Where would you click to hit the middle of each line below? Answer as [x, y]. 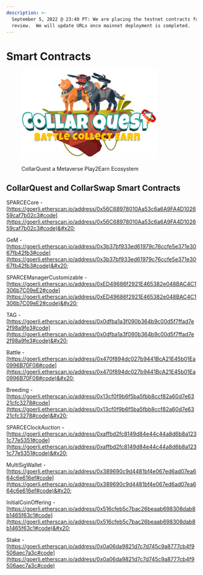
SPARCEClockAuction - [35, 428]
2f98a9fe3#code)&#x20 [37, 341]
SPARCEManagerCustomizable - [47, 278]
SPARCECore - [25, 202]
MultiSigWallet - [26, 465]
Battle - [16, 353]
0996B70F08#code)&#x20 [40, 378]
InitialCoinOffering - [31, 502]
